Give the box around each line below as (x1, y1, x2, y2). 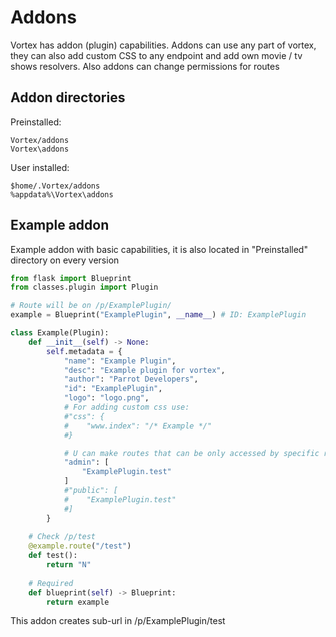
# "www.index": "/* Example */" (63, 421, 213, 431)
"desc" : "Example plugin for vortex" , (63, 365, 226, 375)
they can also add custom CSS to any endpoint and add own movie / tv (10, 49, 303, 61)
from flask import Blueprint (10, 273, 132, 283)
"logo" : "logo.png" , (63, 393, 150, 403)
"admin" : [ (63, 457, 110, 468)
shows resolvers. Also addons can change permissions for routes (10, 60, 280, 72)
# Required (28, 578, 74, 588)
